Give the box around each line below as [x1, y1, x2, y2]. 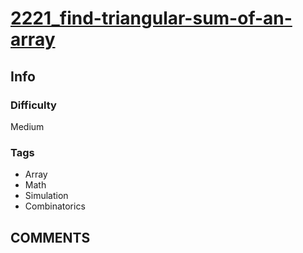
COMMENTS [10, 229, 91, 246]
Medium [10, 120, 45, 132]
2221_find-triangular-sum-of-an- [10, 7, 293, 30]
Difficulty [10, 98, 57, 112]
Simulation [24, 190, 69, 202]
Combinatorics [24, 200, 86, 212]
